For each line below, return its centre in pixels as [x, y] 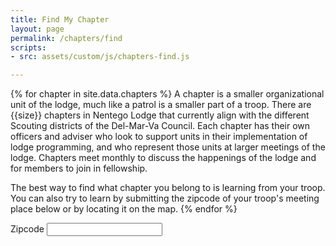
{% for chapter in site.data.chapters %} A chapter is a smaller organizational [167, 94]
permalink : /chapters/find [66, 38]
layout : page [37, 29]
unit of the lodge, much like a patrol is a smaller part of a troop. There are [161, 105]
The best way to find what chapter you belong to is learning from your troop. [168, 188]
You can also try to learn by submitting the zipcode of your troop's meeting [165, 198]
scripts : [28, 47]
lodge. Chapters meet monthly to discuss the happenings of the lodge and [163, 158]
